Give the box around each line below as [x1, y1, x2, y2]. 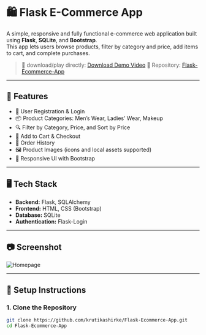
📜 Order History [15, 139, 55, 146]
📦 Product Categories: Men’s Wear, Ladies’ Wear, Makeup [15, 115, 164, 122]
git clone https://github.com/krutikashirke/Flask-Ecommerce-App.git [6, 317, 188, 323]
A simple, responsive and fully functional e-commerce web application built [6, 29, 197, 37]
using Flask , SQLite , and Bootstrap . [6, 36, 97, 43]
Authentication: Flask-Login [15, 217, 88, 225]
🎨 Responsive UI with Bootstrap [15, 154, 95, 162]
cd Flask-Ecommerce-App [6, 323, 67, 329]
